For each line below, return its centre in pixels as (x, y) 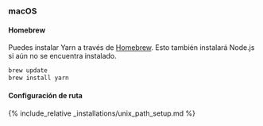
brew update (28, 71)
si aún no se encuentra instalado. (62, 56)
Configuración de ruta (46, 96)
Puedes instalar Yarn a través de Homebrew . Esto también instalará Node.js (131, 48)
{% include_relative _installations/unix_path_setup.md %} (102, 113)
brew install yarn (39, 78)
